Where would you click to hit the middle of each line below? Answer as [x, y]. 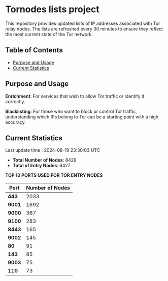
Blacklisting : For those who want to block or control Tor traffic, [71, 111]
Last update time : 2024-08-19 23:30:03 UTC [53, 150]
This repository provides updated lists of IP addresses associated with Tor [83, 23]
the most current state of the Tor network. [49, 34]
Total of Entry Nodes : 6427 [41, 166]
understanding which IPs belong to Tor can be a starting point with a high [82, 117]
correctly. [15, 101]
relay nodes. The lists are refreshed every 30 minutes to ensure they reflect [84, 28]
